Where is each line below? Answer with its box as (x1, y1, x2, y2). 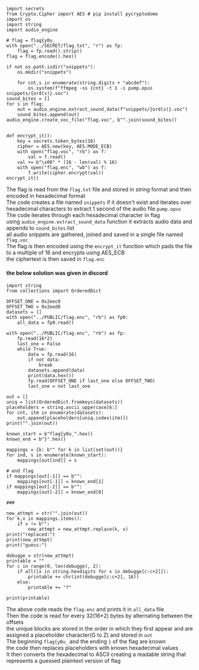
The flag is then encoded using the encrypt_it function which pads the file (6, 243, 192, 249)
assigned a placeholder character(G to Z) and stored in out (6, 631, 153, 639)
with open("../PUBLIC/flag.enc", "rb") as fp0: (6, 315, 129, 321)
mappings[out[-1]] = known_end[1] (17, 479, 104, 485)
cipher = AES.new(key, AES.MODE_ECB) (17, 143, 113, 149)
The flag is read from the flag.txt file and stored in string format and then (6, 186, 192, 193)
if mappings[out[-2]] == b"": (6, 484, 83, 490)
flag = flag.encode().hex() (6, 53, 77, 59)
